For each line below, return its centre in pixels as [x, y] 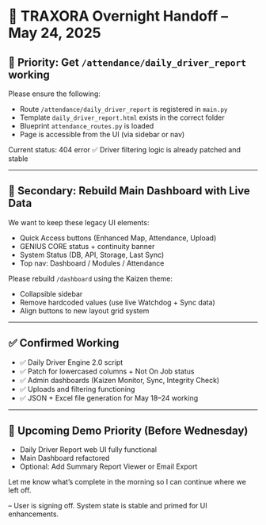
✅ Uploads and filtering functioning [77, 389]
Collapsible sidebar [51, 293]
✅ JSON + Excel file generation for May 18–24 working [109, 398]
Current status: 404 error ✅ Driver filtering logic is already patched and [125, 149]
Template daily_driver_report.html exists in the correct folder [122, 117]
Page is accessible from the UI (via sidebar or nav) [102, 134]
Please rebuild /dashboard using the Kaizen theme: [90, 278]
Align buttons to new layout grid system [84, 310]
